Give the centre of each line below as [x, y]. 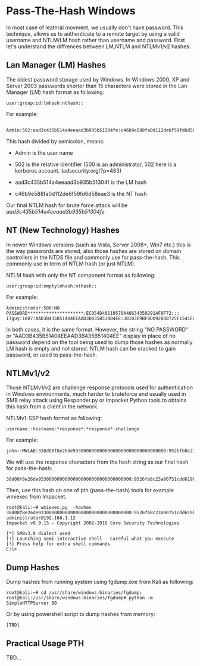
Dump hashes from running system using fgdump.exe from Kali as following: [100, 582]
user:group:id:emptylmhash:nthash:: [51, 286]
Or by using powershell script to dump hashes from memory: [81, 614]
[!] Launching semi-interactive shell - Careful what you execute [90, 539]
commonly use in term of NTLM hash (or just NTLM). [71, 264]
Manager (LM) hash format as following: [55, 92]
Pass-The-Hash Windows [71, 11]
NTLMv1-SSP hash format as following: [54, 418]
